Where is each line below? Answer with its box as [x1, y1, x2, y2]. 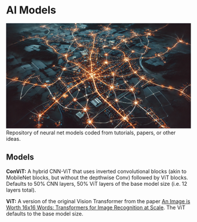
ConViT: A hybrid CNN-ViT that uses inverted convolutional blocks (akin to [6, 168, 186, 175]
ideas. [6, 135, 21, 142]
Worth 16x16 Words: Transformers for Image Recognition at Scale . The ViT [6, 204, 186, 211]
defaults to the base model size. [6, 210, 84, 217]
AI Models [6, 4, 57, 17]
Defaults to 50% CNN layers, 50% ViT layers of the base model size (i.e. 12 [6, 180, 188, 187]
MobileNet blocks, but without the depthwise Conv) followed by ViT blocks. [6, 174, 189, 181]
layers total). [6, 186, 36, 193]
